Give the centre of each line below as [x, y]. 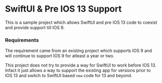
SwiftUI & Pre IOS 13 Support [64, 9]
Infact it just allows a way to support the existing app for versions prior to [78, 70]
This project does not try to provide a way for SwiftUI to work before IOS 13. [81, 65]
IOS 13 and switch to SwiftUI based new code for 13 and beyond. [69, 76]
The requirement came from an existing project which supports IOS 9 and [79, 51]
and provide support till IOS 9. [35, 27]
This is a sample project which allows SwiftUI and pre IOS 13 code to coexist [81, 22]
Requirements [22, 40]
